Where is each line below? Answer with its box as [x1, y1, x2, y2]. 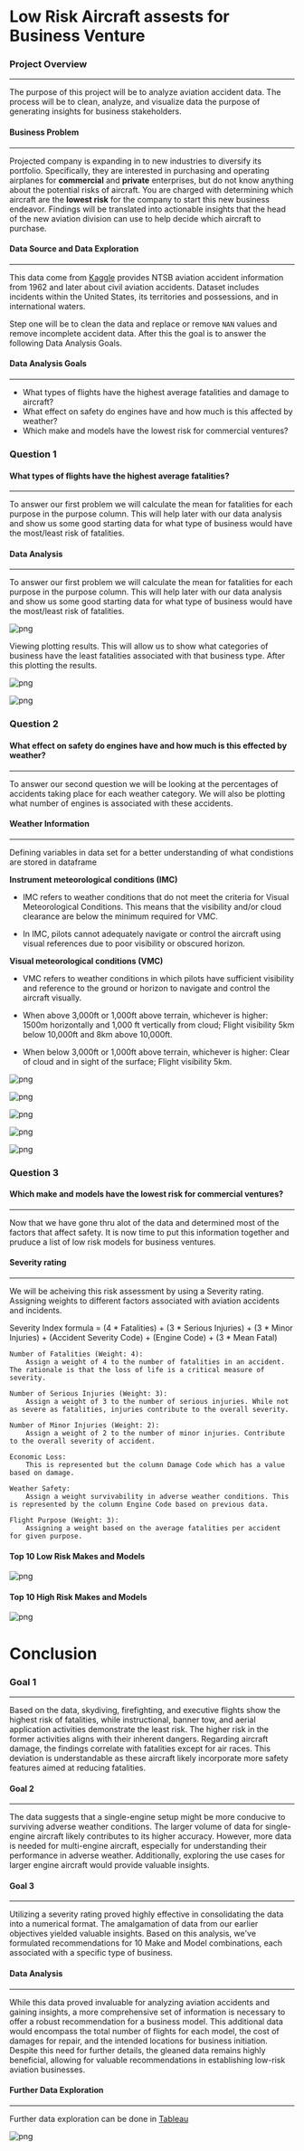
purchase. [9, 223, 47, 233]
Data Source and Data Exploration [9, 243, 139, 254]
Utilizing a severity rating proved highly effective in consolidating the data [9, 1909, 284, 1919]
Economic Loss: [9, 1453, 67, 1462]
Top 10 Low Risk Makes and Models [9, 1550, 146, 1561]
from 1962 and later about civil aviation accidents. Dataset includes [9, 281, 260, 292]
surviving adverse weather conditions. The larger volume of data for [9, 1821, 264, 1833]
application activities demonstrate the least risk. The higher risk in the [9, 1723, 270, 1734]
